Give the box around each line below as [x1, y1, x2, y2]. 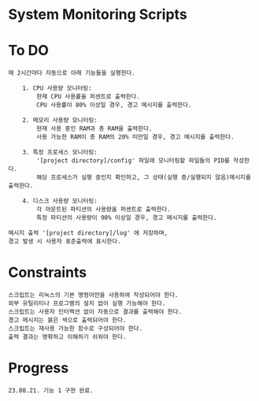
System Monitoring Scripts [8, 6, 187, 24]
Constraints [8, 264, 87, 281]
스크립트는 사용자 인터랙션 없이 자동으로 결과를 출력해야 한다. [8, 308, 183, 316]
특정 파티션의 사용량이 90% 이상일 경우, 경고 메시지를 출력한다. [36, 214, 217, 222]
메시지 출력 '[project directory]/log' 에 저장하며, [8, 229, 168, 237]
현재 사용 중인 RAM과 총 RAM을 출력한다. [36, 124, 153, 133]
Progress [8, 359, 69, 377]
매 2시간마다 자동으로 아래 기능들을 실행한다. [8, 69, 135, 77]
